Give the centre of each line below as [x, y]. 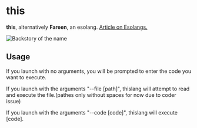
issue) [14, 101]
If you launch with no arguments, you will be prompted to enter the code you [99, 71]
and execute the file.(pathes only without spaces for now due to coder [91, 95]
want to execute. [26, 77]
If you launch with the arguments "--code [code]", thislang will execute [92, 112]
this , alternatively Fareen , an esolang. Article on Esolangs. [77, 27]
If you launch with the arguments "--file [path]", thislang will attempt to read [98, 89]
